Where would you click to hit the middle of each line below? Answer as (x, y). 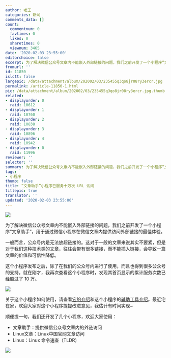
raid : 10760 (23, 115)
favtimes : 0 (23, 34)
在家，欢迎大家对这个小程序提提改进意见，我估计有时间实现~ (69, 305)
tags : (11, 172)
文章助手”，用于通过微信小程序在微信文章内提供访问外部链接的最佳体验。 (89, 231)
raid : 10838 (23, 124)
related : (15, 96)
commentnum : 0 (25, 29)
